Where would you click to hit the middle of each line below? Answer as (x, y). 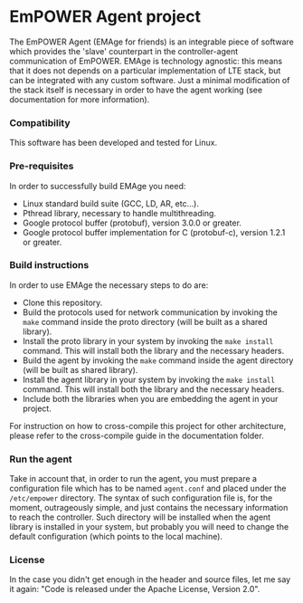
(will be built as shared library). (80, 369)
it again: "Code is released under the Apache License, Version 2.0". (135, 589)
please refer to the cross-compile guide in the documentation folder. (137, 435)
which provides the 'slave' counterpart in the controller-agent (124, 51)
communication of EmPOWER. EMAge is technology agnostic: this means (146, 61)
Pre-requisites (42, 167)
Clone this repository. (62, 302)
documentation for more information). (80, 99)
